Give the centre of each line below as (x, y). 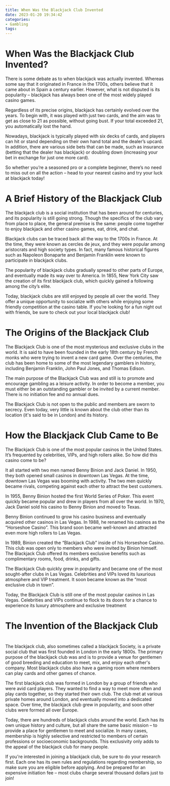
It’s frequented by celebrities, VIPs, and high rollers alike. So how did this (81, 455)
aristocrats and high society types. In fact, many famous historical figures (82, 249)
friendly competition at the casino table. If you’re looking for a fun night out (84, 307)
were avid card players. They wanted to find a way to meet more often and (83, 689)
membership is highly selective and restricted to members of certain (77, 736)
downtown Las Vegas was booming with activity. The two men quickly (79, 481)
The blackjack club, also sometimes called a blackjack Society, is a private (83, 647)
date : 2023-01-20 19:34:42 (34, 15)
